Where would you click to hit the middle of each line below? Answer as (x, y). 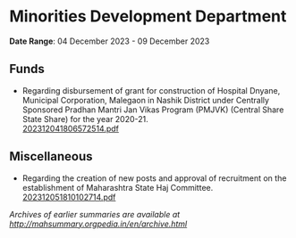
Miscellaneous (51, 156)
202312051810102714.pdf (69, 197)
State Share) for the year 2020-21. (85, 119)
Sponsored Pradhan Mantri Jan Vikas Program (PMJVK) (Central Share (153, 110)
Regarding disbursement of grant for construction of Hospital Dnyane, (151, 90)
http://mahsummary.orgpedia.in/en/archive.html (98, 224)
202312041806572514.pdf (70, 128)
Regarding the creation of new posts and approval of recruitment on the (154, 178)
